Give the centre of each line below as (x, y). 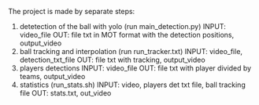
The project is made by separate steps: (72, 11)
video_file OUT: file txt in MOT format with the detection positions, (127, 35)
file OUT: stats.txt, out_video (65, 93)
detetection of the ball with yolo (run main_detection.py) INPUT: (122, 26)
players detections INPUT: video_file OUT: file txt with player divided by (135, 68)
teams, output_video (52, 76)
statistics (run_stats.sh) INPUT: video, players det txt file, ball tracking (132, 85)
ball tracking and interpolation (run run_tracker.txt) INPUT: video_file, (131, 51)
